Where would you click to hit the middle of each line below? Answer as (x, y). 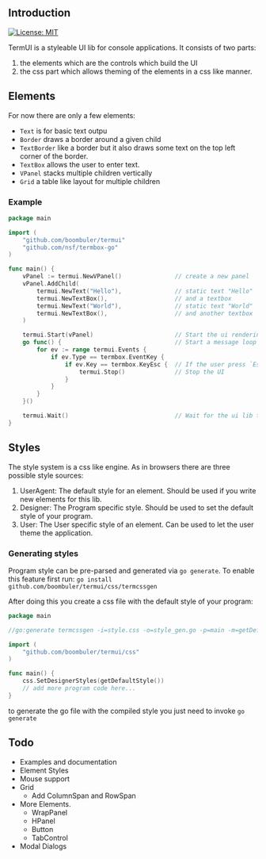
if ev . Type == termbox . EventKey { (107, 357)
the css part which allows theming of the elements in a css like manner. (136, 71)
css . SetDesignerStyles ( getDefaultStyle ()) (93, 681)
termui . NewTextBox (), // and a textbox (134, 298)
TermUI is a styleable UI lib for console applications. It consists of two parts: (132, 48)
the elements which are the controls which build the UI (108, 63)
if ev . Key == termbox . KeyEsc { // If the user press (155, 364)
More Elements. (45, 803)
